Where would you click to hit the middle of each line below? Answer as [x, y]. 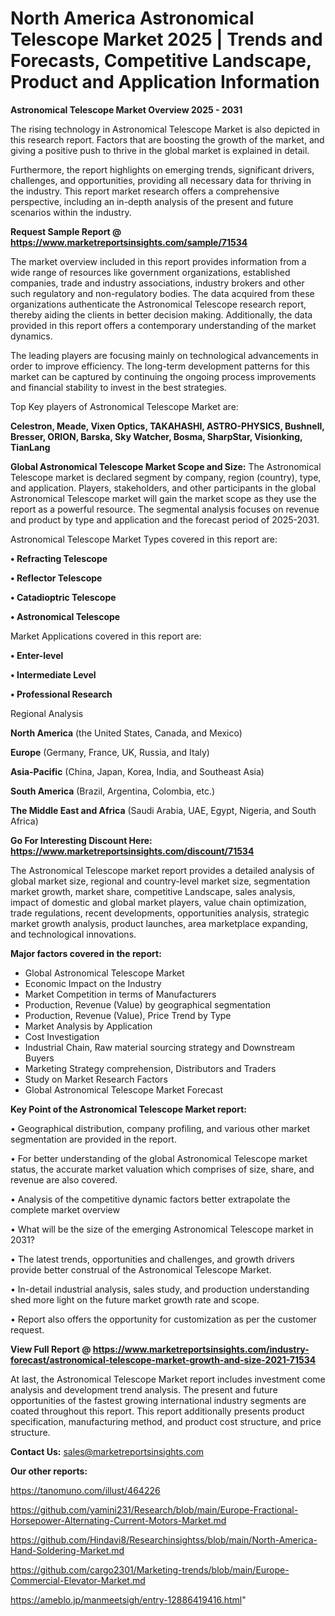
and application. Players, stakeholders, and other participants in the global [163, 488]
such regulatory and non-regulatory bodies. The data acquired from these [162, 293]
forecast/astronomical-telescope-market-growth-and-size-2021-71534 [163, 1359]
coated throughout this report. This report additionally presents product [157, 1411]
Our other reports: [49, 1471]
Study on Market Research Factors [96, 1079]
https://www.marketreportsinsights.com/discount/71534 [132, 851]
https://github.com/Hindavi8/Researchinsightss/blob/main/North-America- [164, 1539]
